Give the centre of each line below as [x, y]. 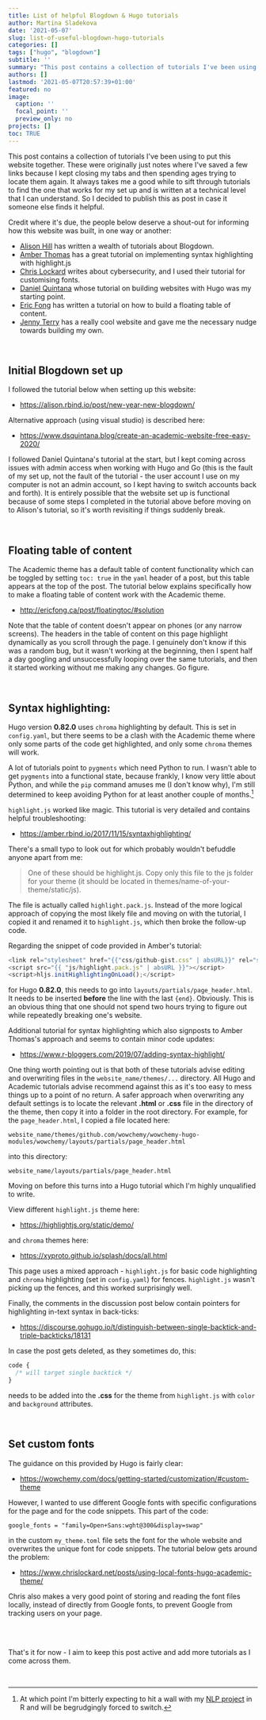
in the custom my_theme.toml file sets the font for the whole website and [125, 1540]
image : [19, 97]
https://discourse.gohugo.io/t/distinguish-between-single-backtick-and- [138, 1327]
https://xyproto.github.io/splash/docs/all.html [93, 1256]
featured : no [30, 89]
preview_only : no [44, 119]
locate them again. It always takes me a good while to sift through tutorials [129, 181]
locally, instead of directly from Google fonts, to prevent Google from [120, 1604]
